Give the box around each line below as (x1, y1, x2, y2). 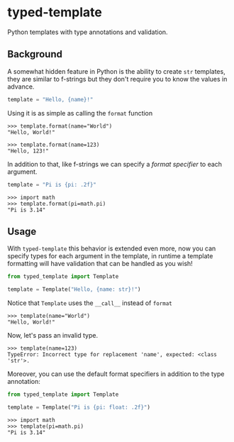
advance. (7, 82, 35, 91)
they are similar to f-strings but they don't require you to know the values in (7, 74, 228, 83)
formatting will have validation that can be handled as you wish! (7, 260, 193, 268)
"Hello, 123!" (7, 147, 50, 155)
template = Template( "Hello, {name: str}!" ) (7, 286, 141, 293)
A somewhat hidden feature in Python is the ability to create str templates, (7, 67, 225, 75)
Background (7, 48, 62, 60)
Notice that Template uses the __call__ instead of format (7, 299, 172, 307)
